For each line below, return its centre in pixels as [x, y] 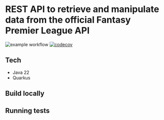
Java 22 [21, 72]
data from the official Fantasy [68, 20]
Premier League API [47, 31]
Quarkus [21, 78]
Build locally [25, 94]
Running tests [28, 111]
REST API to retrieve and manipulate [82, 9]
